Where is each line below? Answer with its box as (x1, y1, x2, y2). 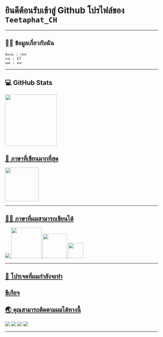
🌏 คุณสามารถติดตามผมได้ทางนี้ (5, 306, 81, 314)
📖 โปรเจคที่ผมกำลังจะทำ (5, 272, 63, 280)
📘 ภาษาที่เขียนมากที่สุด (5, 154, 59, 163)
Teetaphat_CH (5, 16, 57, 25)
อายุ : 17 (5, 56, 21, 61)
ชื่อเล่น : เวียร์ (5, 51, 27, 57)
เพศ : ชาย (5, 60, 22, 65)
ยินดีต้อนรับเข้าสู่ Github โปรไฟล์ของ (5, 5, 125, 16)
